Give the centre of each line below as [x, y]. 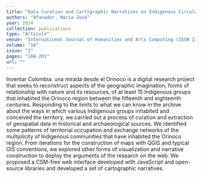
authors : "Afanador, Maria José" [48, 17]
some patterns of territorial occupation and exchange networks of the [93, 130]
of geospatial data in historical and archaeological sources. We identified [96, 123]
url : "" [16, 62]
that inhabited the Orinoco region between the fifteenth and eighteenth [94, 98]
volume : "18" [23, 46]
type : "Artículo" [28, 34]
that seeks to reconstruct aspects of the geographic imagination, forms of [98, 85]
